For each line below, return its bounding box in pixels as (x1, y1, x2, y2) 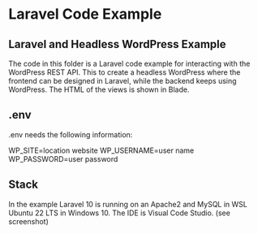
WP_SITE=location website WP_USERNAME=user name (8, 145, 195, 155)
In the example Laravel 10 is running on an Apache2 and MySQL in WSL (8, 199, 247, 209)
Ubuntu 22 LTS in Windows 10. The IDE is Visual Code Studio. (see (8, 208, 231, 218)
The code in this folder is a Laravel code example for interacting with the (8, 58, 251, 68)
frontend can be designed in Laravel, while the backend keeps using (8, 76, 237, 85)
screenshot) (8, 216, 49, 226)
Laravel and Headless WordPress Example (8, 37, 226, 51)
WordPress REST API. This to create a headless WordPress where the (8, 67, 241, 77)
